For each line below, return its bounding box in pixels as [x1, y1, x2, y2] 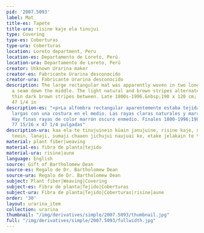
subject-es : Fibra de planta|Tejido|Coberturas [6, 184, 129, 190]
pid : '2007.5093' [6, 8, 50, 15]
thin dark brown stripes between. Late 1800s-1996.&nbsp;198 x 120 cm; [12, 93, 197, 100]
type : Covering [6, 32, 45, 38]
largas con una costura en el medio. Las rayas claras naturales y [12, 110, 186, 116]
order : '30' [6, 195, 36, 201]
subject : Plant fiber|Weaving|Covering [6, 178, 107, 184]
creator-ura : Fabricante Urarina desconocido [6, 76, 123, 83]
